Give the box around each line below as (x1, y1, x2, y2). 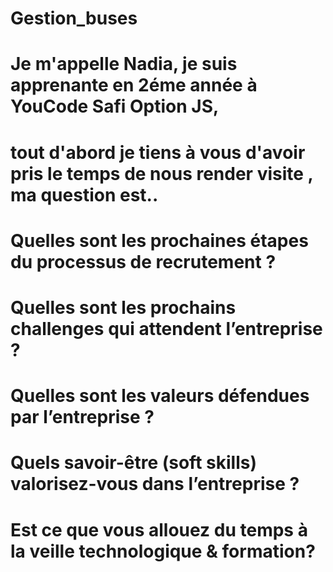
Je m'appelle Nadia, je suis (10, 53, 238, 76)
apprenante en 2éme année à (10, 74, 258, 97)
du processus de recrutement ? (10, 250, 277, 273)
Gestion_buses (10, 7, 138, 30)
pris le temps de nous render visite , (10, 162, 314, 185)
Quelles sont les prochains (10, 296, 237, 319)
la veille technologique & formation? (10, 540, 316, 562)
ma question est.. (10, 183, 159, 206)
